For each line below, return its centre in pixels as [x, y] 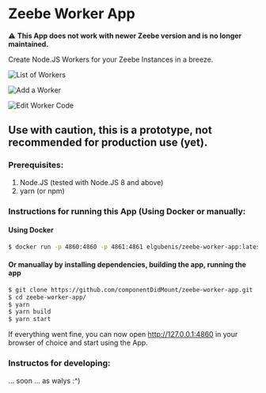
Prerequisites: [36, 165]
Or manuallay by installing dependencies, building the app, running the [127, 265]
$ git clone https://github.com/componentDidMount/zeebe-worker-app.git [131, 289]
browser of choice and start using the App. [78, 343]
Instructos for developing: [59, 363]
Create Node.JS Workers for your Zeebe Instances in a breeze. [111, 59]
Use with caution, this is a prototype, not [110, 130]
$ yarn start [30, 319]
